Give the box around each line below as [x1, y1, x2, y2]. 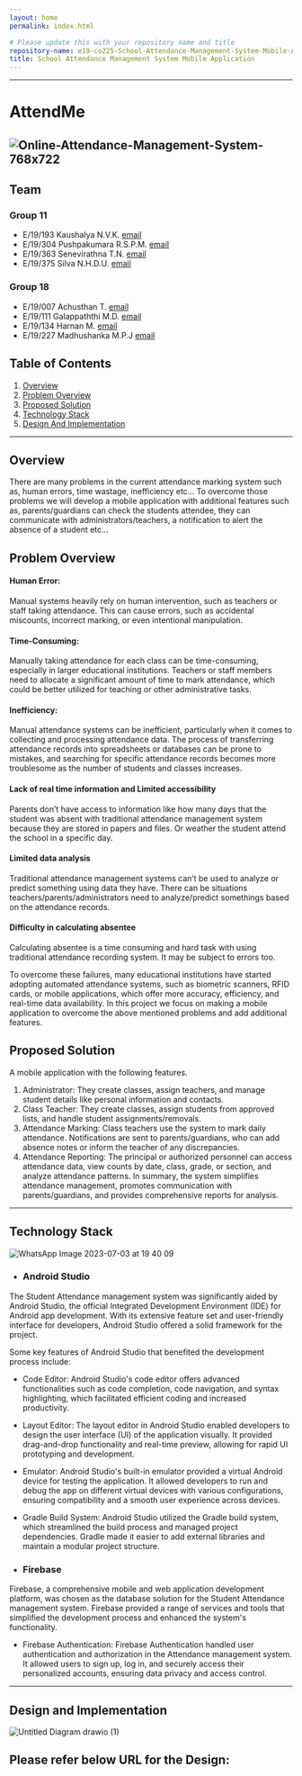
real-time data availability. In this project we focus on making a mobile [9, 997, 268, 1008]
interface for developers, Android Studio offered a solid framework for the [9, 1320, 283, 1330]
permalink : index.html [9, 22, 94, 31]
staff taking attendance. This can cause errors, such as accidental [9, 605, 254, 616]
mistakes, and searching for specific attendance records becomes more [9, 753, 276, 764]
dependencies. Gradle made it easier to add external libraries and [22, 1531, 265, 1542]
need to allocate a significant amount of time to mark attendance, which [9, 674, 276, 685]
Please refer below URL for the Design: [9, 1753, 230, 1768]
